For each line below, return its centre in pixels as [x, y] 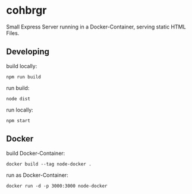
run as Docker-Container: [37, 175]
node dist [18, 98]
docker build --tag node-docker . [49, 164]
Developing [28, 52]
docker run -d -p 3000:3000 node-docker [57, 186]
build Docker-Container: [36, 153]
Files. [13, 33]
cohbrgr [26, 10]
